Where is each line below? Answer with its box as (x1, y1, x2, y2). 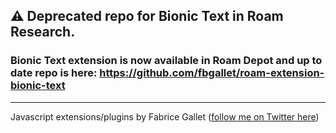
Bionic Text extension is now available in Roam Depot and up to (10, 54, 323, 68)
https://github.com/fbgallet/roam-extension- (99, 66, 325, 80)
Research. (10, 24, 76, 41)
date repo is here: (10, 66, 98, 80)
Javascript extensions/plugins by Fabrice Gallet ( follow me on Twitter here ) (10, 110, 320, 123)
